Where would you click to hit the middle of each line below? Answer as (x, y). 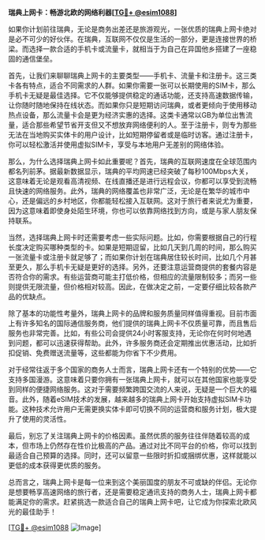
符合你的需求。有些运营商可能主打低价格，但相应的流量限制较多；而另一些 (136, 277)
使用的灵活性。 (46, 419)
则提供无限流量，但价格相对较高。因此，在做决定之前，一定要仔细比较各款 (129, 287)
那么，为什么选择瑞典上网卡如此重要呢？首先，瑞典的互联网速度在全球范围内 (132, 161)
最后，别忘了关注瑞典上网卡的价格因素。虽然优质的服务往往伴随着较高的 (125, 436)
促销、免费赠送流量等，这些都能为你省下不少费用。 (98, 353)
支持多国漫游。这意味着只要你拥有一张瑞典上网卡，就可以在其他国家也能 (125, 379)
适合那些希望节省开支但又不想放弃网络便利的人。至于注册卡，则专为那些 (139, 125)
